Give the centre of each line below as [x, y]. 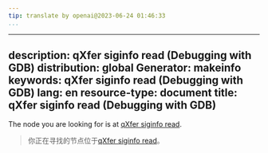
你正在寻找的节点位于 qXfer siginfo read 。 [96, 141]
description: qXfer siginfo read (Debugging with [130, 55]
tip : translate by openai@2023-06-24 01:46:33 [87, 16]
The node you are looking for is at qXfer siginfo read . [95, 124]
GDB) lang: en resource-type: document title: [123, 93]
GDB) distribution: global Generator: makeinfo [125, 68]
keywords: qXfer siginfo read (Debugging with [126, 80]
